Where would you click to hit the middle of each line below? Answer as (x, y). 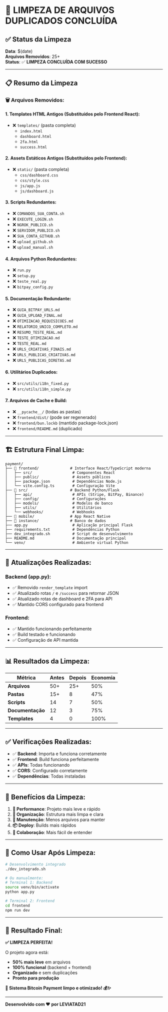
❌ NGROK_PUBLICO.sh (33, 224)
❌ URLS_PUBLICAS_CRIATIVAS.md (44, 355)
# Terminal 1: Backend (29, 883)
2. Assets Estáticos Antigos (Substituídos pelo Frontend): (66, 158)
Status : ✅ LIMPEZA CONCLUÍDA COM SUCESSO (56, 62)
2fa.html (29, 142)
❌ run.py (21, 270)
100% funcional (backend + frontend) (52, 968)
